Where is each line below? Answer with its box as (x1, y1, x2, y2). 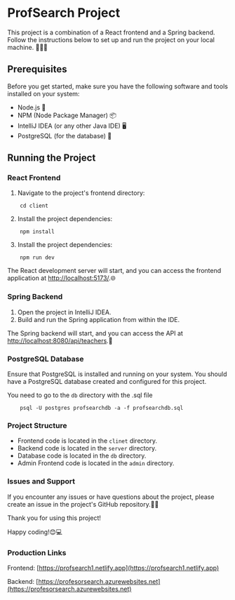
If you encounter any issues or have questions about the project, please (7, 493, 215, 501)
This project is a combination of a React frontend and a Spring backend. (7, 28, 215, 36)
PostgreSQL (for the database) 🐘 (17, 131, 112, 140)
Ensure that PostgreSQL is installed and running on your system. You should (7, 370, 227, 378)
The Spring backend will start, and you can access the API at (7, 328, 184, 338)
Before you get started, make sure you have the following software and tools (7, 82, 228, 91)
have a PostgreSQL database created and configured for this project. (7, 378, 207, 386)
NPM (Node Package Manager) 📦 (17, 111, 117, 119)
